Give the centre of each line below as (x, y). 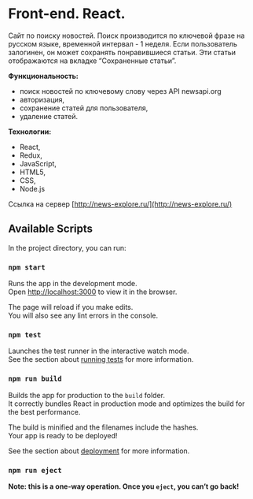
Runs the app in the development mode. (73, 284)
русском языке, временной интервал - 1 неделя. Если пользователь (123, 43)
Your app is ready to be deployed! (63, 435)
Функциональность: (43, 76)
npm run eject (35, 470)
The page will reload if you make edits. (71, 307)
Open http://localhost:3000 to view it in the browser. (93, 292)
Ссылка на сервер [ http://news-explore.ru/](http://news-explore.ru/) (120, 204)
